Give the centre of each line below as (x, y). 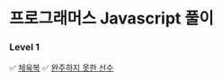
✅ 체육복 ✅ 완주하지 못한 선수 (62, 67)
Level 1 (25, 48)
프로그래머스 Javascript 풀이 (111, 18)
